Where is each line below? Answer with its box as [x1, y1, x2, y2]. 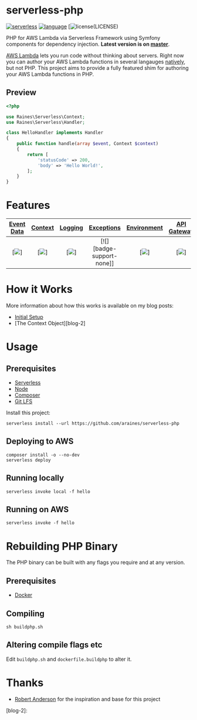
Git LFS [14, 398, 33, 405]
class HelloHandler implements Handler [6, 130, 104, 136]
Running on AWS [6, 505, 69, 515]
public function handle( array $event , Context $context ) [16, 141, 159, 147]
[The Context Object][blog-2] [14, 320, 86, 326]
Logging [59, 224, 83, 232]
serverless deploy [6, 457, 51, 463]
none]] [95, 259, 114, 268]
